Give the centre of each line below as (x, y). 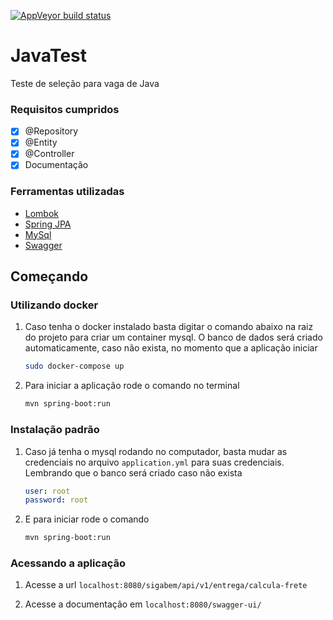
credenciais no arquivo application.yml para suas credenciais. (154, 462)
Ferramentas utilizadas (67, 192)
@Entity (41, 142)
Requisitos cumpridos (65, 109)
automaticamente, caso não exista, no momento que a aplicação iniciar (171, 348)
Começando (49, 276)
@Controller (49, 154)
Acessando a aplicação (68, 563)
